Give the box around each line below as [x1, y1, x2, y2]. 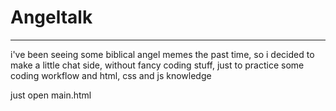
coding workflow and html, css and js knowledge [10, 69, 212, 81]
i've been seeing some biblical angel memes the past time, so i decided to [10, 48, 315, 60]
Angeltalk [10, 6, 93, 29]
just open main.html [10, 89, 92, 101]
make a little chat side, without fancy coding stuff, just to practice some [10, 59, 305, 71]
